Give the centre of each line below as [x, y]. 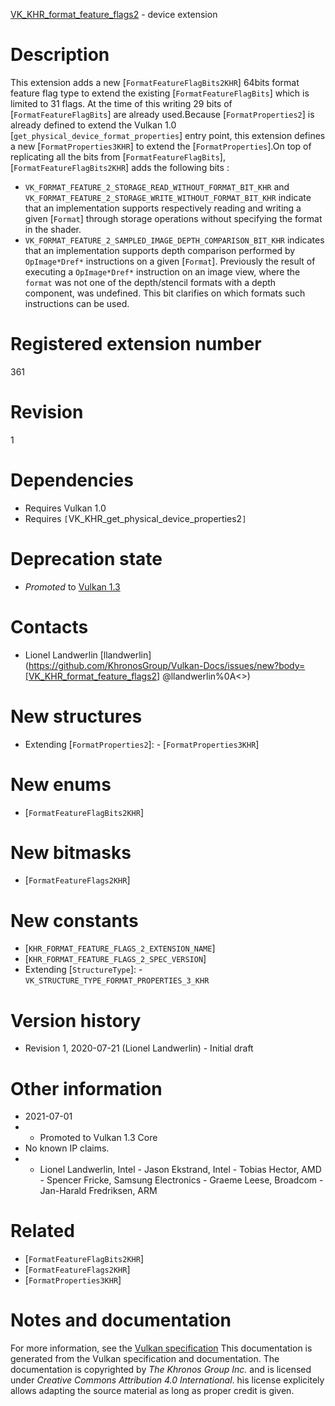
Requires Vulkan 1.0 [65, 508]
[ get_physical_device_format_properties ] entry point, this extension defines [168, 135]
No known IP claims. [67, 1148]
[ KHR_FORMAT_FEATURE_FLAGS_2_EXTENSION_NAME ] [120, 948]
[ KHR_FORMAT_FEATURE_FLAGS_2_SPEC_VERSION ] [115, 959]
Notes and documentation [121, 1320]
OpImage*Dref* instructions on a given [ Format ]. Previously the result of [170, 261]
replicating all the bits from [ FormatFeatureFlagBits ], [118, 156]
